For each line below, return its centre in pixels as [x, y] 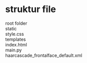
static [11, 28]
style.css [15, 34]
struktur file [31, 9]
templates [16, 39]
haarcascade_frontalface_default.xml [44, 55]
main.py [13, 50]
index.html [16, 44]
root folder [16, 23]
